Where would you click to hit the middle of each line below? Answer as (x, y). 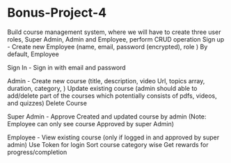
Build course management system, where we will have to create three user (114, 32)
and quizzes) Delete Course (47, 103)
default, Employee (33, 54)
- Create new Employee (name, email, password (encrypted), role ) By (107, 46)
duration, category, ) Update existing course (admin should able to (102, 88)
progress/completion (37, 152)
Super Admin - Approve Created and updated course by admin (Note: (107, 117)
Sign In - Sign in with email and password (67, 67)
